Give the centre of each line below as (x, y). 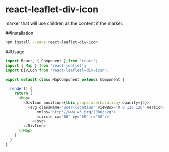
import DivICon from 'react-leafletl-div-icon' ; (57, 70)
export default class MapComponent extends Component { (65, 80)
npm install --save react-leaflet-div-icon (52, 42)
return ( (23, 93)
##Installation (19, 33)
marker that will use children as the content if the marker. (64, 23)
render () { (21, 89)
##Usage (15, 52)
